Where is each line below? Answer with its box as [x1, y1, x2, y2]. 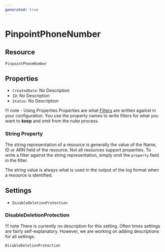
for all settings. [5, 233, 35, 239]
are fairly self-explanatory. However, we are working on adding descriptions [5, 228, 159, 234]
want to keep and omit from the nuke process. [5, 118, 99, 124]
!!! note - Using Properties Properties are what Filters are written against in [5, 108, 156, 113]
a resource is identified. [5, 172, 53, 178]
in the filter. [5, 157, 28, 163]
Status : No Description [12, 98, 59, 104]
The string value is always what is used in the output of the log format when [5, 167, 159, 173]
